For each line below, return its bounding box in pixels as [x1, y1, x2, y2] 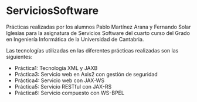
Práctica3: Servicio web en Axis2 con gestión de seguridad [14, 71, 158, 78]
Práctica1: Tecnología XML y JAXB [14, 64, 98, 71]
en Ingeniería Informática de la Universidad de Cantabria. [6, 36, 144, 43]
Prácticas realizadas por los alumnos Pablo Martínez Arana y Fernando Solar [6, 23, 191, 30]
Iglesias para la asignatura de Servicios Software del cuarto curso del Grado [6, 29, 191, 36]
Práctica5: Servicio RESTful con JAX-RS [14, 83, 112, 90]
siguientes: [6, 53, 33, 60]
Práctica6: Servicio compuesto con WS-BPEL [14, 89, 125, 96]
